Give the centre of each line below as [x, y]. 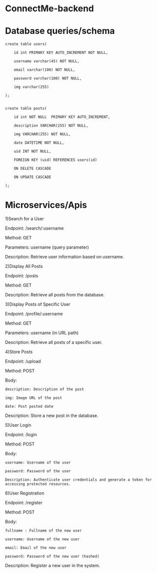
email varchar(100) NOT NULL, [45, 70]
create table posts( [26, 108]
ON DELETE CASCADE [33, 169]
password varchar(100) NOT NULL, [48, 78]
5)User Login [18, 425]
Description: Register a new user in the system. [53, 566]
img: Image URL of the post [34, 398]
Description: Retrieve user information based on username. [65, 257]
